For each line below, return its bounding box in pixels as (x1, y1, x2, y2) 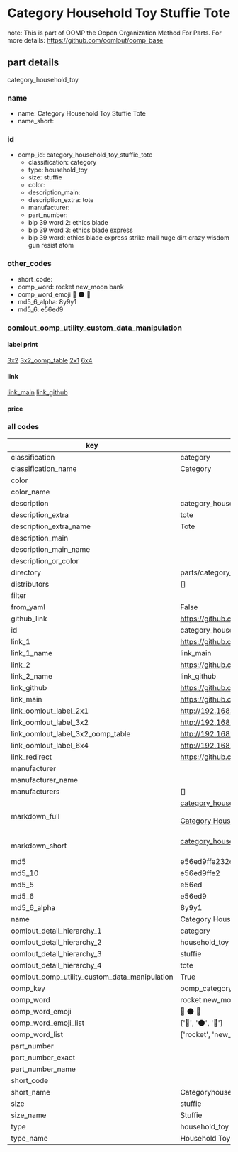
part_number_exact (11, 1052, 76, 1062)
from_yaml (11, 602, 46, 611)
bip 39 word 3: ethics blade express (28, 226, 133, 235)
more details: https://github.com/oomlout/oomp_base (7, 35, 164, 44)
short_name (11, 1087, 51, 1097)
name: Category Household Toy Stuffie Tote (17, 109, 147, 118)
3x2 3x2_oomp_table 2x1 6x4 (7, 356, 93, 365)
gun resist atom (28, 241, 74, 250)
